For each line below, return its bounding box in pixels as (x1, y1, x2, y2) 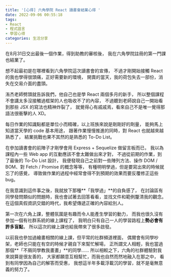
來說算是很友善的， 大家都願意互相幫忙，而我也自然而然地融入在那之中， (5, 253, 159, 260)
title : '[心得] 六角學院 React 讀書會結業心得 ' (5, 7, 101, 13)
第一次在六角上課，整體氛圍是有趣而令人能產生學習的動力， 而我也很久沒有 (5, 211, 163, 217)
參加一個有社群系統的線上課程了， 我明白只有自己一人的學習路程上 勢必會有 (5, 217, 163, 223)
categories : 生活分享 (5, 36, 48, 41)
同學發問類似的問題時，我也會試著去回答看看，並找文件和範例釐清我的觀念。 (5, 193, 166, 200)
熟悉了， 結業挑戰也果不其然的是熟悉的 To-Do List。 (5, 133, 115, 140)
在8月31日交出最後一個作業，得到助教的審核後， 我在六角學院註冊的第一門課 (5, 50, 166, 57)
